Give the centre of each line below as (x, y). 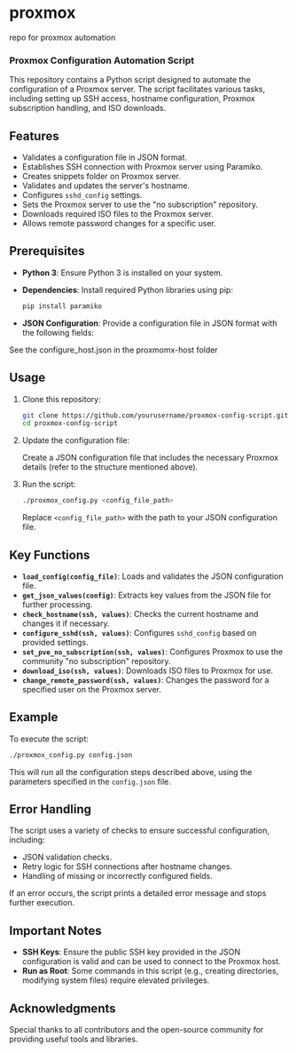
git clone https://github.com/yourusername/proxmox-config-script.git (155, 416)
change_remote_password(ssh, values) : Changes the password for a (145, 680)
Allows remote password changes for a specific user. (119, 224)
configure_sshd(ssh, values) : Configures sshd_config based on (139, 632)
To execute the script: (49, 739)
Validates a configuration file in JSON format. (105, 157)
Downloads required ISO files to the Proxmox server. (118, 214)
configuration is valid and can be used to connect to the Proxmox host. (151, 962)
